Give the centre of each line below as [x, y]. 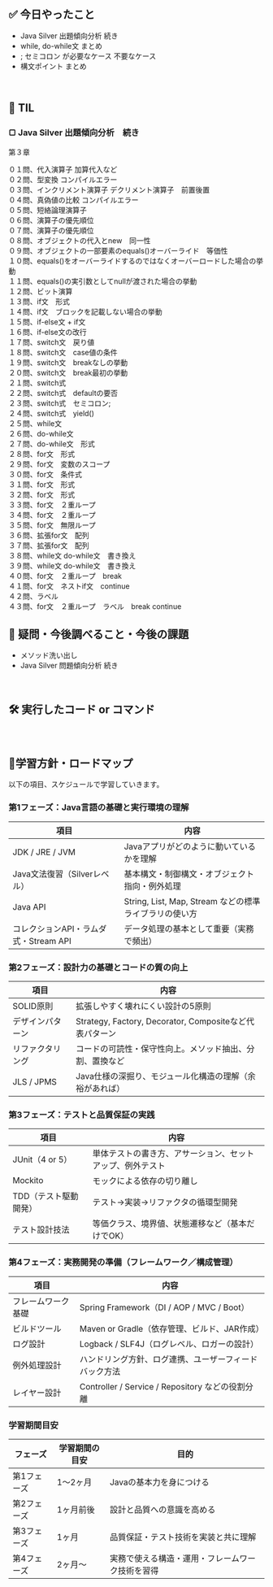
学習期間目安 [34, 1425]
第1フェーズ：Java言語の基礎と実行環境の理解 [99, 807]
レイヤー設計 [37, 1393]
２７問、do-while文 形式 [52, 443]
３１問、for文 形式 [42, 484]
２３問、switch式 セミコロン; [60, 403]
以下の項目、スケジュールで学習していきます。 [86, 785]
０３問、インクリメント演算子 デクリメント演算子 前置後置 [109, 189]
